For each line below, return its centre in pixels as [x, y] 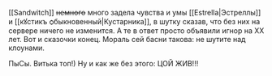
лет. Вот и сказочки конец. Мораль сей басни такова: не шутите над [127, 39]
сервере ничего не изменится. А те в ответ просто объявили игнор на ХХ [136, 31]
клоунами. [26, 48]
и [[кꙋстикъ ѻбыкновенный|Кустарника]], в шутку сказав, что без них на [134, 21]
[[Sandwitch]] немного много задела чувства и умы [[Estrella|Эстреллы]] [135, 13]
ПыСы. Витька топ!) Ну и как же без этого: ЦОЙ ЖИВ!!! [104, 63]
